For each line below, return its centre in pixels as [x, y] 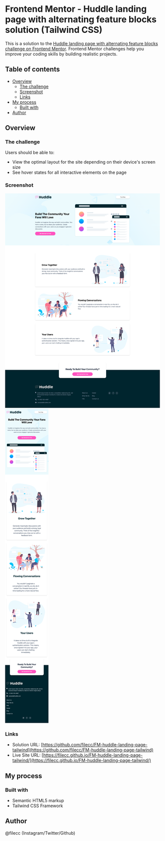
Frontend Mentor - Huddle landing [76, 9]
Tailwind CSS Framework [38, 806]
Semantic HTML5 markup [38, 801]
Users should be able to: [30, 153]
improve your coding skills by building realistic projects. [61, 54]
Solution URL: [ [27, 745]
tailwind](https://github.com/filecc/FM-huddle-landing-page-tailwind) [83, 750]
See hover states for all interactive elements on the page [69, 172]
